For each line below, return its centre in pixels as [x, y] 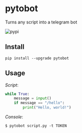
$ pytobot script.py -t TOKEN [36, 126]
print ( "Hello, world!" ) [47, 108]
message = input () [33, 98]
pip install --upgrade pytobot [37, 58]
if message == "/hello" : [39, 103]
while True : [17, 94]
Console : [14, 117]
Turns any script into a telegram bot [41, 22]
